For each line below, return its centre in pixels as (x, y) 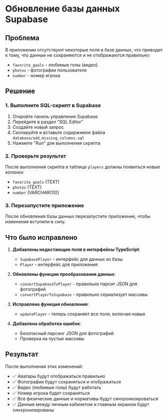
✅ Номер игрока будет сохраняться (51, 393)
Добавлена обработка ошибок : (47, 324)
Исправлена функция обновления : (50, 304)
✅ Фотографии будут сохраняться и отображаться (66, 381)
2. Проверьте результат (36, 156)
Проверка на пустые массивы (52, 339)
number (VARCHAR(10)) (36, 192)
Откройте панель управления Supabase (55, 116)
